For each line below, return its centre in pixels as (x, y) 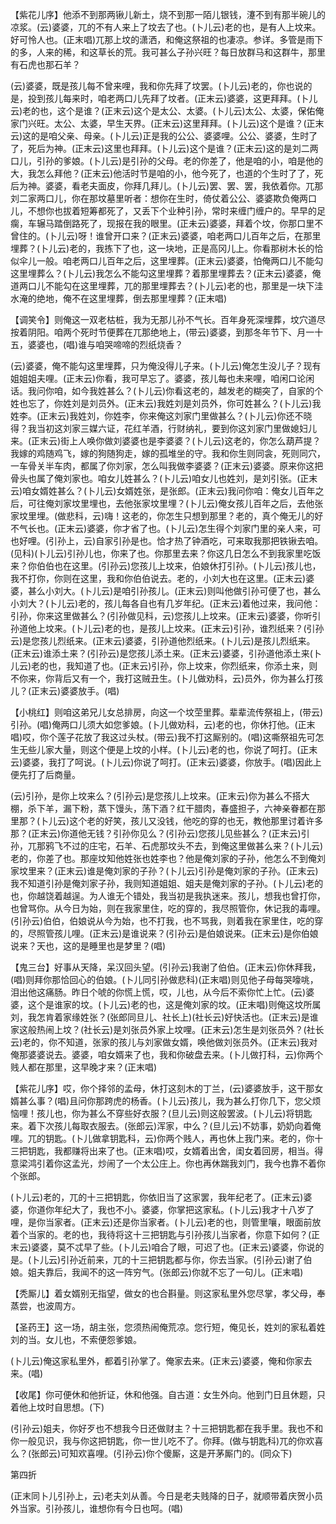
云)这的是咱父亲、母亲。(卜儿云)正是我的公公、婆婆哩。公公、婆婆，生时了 (164, 136)
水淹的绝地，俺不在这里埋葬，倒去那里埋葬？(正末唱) (119, 298)
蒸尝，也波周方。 (45, 1306)
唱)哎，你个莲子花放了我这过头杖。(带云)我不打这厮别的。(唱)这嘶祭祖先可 (163, 737)
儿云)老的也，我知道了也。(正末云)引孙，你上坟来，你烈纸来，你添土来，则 (164, 666)
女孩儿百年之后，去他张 (275, 503)
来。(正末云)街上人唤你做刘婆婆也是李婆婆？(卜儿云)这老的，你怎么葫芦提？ (166, 441)
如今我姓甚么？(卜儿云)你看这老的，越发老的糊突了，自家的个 (197, 391)
